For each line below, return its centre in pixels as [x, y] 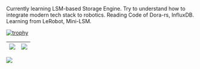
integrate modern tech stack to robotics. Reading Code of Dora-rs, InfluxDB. [100, 15]
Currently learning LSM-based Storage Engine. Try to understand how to [96, 9]
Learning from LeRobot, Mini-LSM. [49, 21]
